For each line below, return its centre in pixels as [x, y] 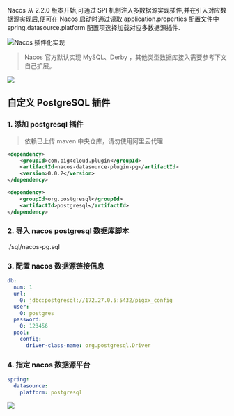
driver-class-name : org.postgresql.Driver [88, 345]
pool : [22, 333]
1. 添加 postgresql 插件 [45, 125]
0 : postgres [37, 313]
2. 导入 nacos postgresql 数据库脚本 [68, 231]
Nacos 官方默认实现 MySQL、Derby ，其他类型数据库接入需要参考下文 [125, 57]
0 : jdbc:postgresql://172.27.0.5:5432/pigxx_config [96, 300]
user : [22, 307]
